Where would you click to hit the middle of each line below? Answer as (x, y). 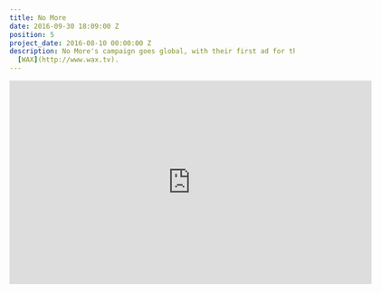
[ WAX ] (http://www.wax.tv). (68, 60)
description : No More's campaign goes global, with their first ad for (147, 52)
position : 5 (32, 34)
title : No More (38, 18)
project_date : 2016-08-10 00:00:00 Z (81, 43)
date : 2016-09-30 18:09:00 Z (64, 26)
